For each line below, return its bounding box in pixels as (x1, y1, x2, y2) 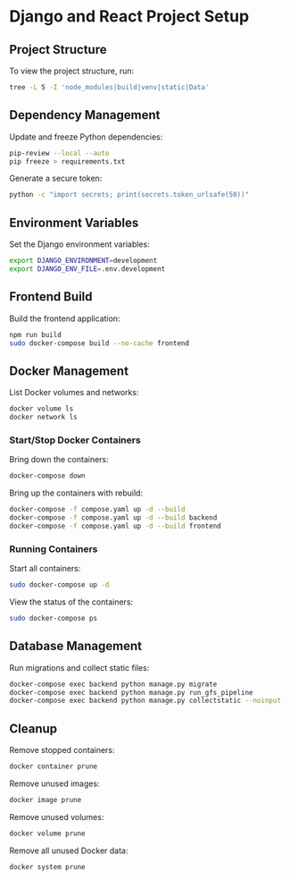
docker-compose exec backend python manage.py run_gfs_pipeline (9, 688, 253, 697)
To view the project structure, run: (9, 65, 135, 76)
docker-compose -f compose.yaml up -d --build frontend (9, 521, 221, 530)
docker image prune (9, 795, 82, 804)
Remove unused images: (9, 778, 100, 789)
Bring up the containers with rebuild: (9, 487, 144, 498)
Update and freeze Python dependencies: (9, 131, 163, 142)
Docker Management (9, 363, 129, 378)
